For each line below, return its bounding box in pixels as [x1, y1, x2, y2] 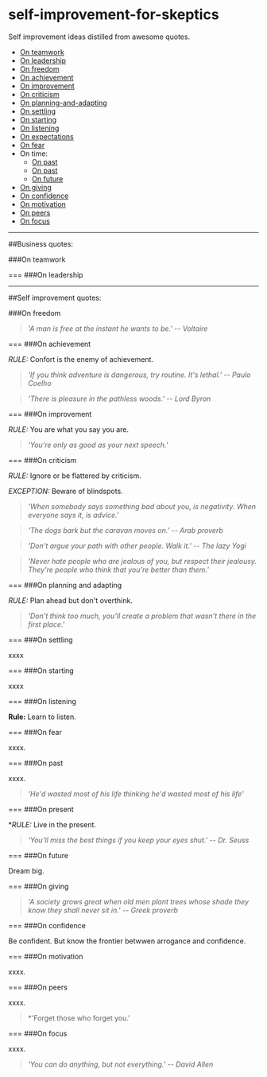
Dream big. [8, 865, 45, 876]
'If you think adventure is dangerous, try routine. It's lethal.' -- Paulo [27, 370, 251, 379]
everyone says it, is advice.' [27, 510, 119, 519]
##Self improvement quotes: [8, 293, 102, 302]
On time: [19, 149, 48, 158]
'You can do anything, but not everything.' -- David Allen [27, 1060, 214, 1069]
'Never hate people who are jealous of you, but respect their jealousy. [27, 556, 257, 566]
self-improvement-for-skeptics [8, 6, 220, 24]
